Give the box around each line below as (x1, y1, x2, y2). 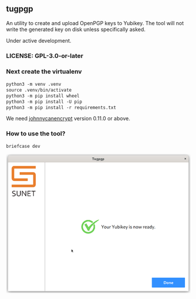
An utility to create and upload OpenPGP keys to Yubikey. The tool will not (6, 19, 184, 26)
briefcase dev (6, 144, 41, 149)
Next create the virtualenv (6, 67, 82, 75)
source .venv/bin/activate (6, 87, 72, 93)
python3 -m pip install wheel (6, 93, 80, 99)
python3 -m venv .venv (6, 81, 61, 88)
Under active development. (6, 37, 72, 44)
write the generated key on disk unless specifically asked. (6, 26, 146, 33)
